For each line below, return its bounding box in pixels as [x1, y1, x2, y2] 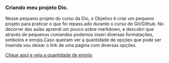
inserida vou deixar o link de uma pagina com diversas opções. [5, 42, 137, 48]
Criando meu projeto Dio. [5, 4, 68, 11]
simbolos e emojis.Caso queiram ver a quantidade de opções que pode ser [5, 37, 161, 43]
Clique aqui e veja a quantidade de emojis [5, 52, 93, 58]
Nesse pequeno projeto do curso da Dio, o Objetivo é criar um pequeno [5, 16, 154, 22]
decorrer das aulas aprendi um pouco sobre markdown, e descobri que [5, 26, 154, 32]
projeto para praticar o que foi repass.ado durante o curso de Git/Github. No [5, 21, 164, 27]
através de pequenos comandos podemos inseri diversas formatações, [5, 32, 154, 38]
